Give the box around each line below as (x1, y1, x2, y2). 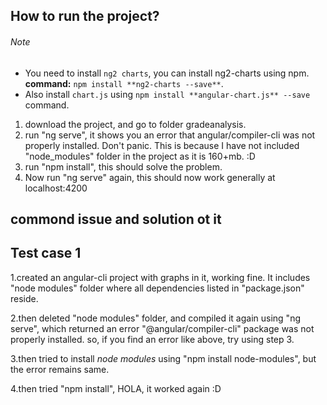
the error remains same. (10, 363, 110, 375)
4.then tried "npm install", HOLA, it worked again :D (10, 382, 222, 394)
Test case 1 (10, 245, 82, 262)
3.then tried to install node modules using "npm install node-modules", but (10, 352, 317, 364)
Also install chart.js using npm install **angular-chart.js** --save (24, 88, 311, 100)
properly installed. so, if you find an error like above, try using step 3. (10, 333, 295, 345)
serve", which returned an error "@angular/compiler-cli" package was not (10, 322, 315, 334)
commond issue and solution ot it (10, 210, 222, 228)
